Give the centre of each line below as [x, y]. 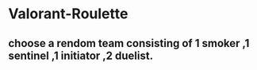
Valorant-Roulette [68, 14]
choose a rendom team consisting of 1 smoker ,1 [129, 43]
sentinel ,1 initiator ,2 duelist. [81, 55]
